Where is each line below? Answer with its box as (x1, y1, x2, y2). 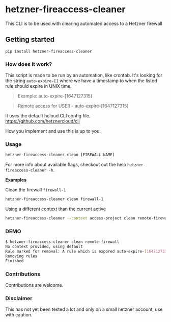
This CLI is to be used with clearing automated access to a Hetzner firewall (5, 20, 162, 27)
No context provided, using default (5, 244, 83, 250)
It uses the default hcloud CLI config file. (5, 113, 91, 119)
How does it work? (5, 60, 52, 67)
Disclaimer (5, 294, 33, 302)
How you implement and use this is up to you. (5, 128, 101, 134)
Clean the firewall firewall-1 (5, 187, 66, 193)
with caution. (5, 312, 33, 318)
